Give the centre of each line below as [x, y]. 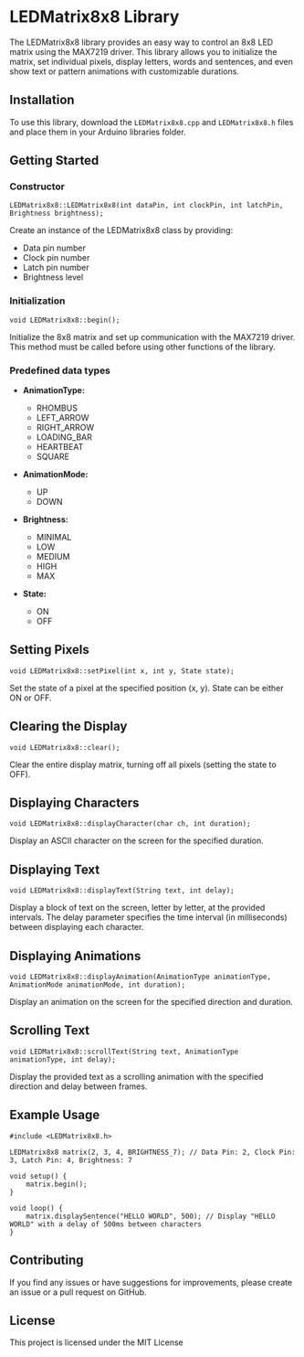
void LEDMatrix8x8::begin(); [65, 320]
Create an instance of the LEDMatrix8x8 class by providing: [121, 230]
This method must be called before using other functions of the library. [142, 347]
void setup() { [38, 1176]
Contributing [47, 1261]
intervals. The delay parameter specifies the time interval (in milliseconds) [148, 917]
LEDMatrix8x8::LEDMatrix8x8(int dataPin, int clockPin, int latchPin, [147, 206]
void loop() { [37, 1208]
